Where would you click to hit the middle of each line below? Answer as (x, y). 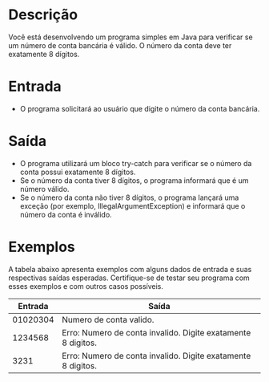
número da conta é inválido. (66, 214)
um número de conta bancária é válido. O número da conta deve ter (120, 45)
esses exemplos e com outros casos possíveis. (86, 286)
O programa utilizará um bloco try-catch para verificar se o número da (136, 163)
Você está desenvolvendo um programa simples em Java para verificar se (131, 37)
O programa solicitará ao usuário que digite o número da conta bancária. (140, 108)
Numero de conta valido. (108, 319)
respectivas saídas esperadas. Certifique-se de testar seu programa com (129, 278)
